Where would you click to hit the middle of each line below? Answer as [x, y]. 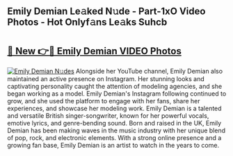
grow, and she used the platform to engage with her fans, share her [104, 101]
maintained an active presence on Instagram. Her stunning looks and [106, 79]
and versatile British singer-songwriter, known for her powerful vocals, [108, 116]
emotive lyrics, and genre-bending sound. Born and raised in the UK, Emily [114, 123]
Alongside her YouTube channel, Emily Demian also [149, 71]
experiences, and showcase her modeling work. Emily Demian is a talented [114, 108]
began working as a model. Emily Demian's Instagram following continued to [117, 94]
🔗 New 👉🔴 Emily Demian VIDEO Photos [95, 51]
